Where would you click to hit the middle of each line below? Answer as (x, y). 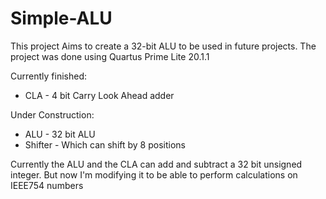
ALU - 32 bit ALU (60, 134)
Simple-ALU (61, 18)
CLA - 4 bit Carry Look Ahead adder (99, 95)
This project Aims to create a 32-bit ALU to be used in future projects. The (163, 46)
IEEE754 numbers (47, 185)
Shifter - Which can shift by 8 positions (105, 144)
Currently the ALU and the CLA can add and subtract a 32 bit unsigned (156, 164)
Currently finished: (48, 76)
